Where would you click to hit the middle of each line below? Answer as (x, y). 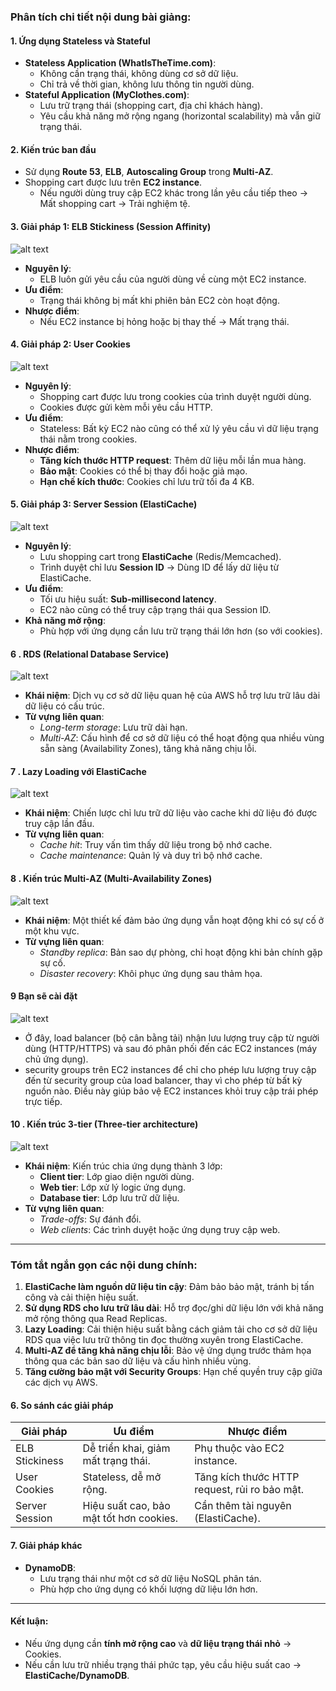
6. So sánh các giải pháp (62, 1405)
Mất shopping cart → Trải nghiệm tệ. (115, 204)
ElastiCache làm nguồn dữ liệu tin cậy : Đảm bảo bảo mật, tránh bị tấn (169, 1287)
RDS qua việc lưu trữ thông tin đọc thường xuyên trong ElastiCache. (164, 1340)
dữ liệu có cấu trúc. (64, 706)
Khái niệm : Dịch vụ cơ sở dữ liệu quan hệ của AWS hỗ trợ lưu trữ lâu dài (172, 696)
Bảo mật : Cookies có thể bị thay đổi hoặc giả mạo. (143, 471)
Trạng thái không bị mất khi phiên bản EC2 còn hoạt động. (159, 300)
